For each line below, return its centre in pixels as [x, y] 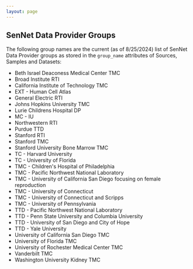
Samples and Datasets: [34, 62]
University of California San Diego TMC [62, 235]
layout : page [22, 11]
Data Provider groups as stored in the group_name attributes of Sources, [92, 56]
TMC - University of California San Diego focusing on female [87, 179]
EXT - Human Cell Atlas [43, 92]
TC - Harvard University [43, 154]
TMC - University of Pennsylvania [55, 204]
